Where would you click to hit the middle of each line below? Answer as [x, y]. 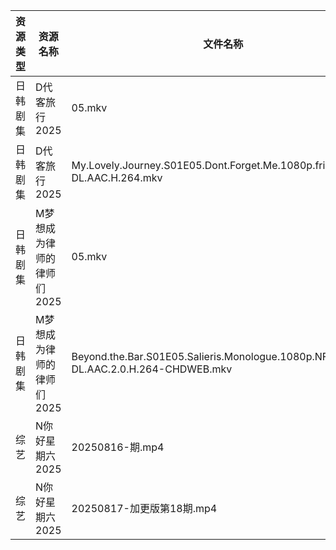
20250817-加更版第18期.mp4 [144, 508]
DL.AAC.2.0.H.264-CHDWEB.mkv [152, 369]
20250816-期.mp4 [118, 447]
